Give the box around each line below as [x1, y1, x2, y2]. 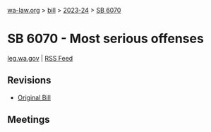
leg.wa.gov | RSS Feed [7, 54, 73, 62]
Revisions [7, 74, 52, 87]
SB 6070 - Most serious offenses [7, 31, 205, 47]
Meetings [7, 114, 51, 126]
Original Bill [17, 93, 52, 102]
